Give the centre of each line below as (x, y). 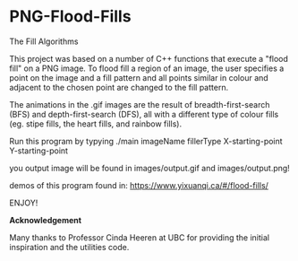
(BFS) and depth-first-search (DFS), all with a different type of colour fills (144, 114)
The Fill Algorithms (44, 41)
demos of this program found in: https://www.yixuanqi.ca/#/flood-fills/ (139, 185)
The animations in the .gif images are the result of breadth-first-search (140, 104)
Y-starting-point (39, 151)
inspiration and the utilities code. (69, 247)
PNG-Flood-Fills (70, 17)
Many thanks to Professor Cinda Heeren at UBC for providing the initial (140, 237)
